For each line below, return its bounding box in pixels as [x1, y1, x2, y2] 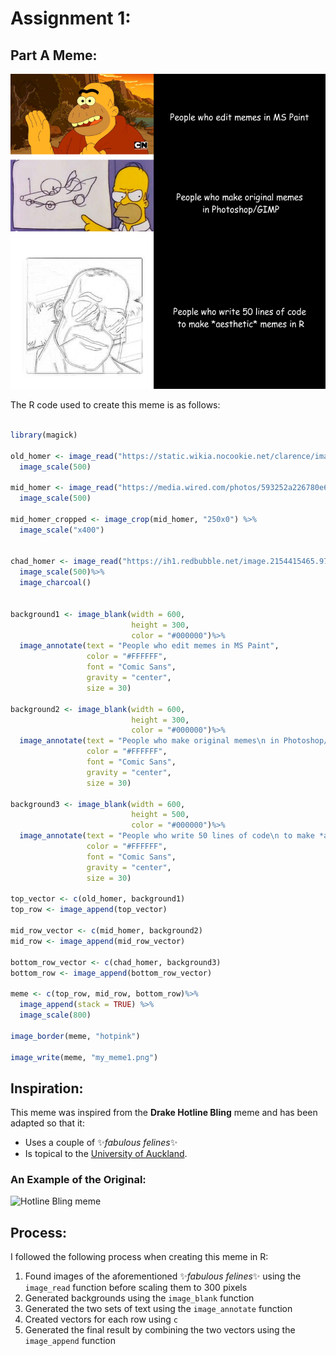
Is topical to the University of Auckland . [24, 1148, 188, 1160]
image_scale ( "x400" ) [19, 525, 105, 535]
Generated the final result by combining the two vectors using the [24, 1324, 296, 1336]
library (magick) [10, 430, 78, 440]
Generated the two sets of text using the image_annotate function [24, 1303, 293, 1315]
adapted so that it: [10, 1117, 85, 1129]
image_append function [24, 1335, 117, 1347]
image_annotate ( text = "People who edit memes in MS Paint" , [19, 641, 280, 651]
